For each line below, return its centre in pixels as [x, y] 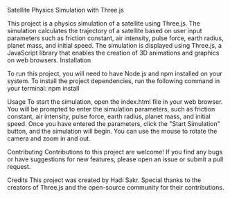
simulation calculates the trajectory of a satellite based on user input [105, 31]
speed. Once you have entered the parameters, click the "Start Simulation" [114, 124]
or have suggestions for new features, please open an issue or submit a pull [115, 159]
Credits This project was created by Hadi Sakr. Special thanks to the [104, 180]
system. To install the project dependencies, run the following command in [114, 81]
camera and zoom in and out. [49, 138]
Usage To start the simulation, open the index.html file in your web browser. [115, 102]
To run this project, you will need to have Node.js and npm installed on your [115, 73]
